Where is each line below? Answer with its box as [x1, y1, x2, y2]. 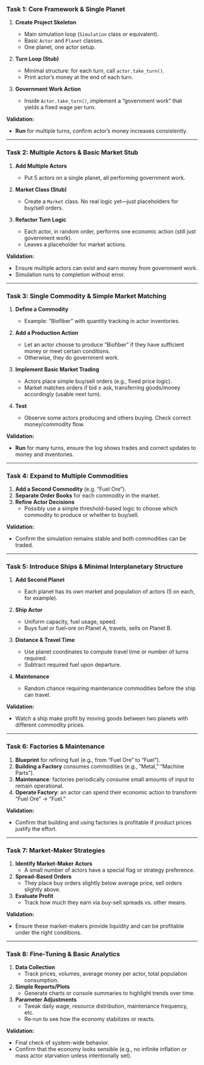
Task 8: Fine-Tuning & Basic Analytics [6, 950, 120, 958]
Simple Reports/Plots [15, 983, 70, 991]
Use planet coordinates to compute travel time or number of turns [24, 648, 189, 655]
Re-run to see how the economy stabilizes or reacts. [24, 1016, 155, 1023]
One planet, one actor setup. [24, 43, 96, 51]
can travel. [24, 691, 51, 699]
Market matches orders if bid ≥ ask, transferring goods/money [24, 383, 181, 391]
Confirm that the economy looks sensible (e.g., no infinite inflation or [15, 1045, 187, 1053]
